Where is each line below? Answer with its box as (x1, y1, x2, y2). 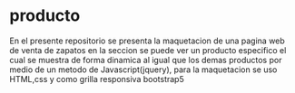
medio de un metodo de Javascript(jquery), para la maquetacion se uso (9, 64, 278, 75)
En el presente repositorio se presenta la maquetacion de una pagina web (9, 35, 286, 46)
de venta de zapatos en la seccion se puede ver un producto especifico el (9, 44, 287, 55)
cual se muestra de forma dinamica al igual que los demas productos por (9, 54, 282, 65)
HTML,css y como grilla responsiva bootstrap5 (9, 73, 184, 84)
